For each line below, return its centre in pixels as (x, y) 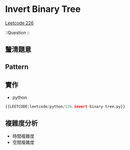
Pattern (17, 67)
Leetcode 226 (19, 23)
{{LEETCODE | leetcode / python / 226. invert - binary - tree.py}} (65, 106)
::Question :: (18, 32)
